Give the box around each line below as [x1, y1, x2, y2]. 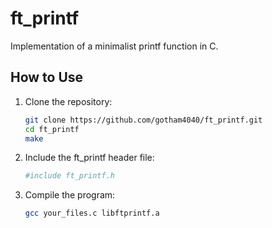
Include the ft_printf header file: [24, 152, 155, 164]
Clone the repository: [24, 95, 113, 107]
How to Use [10, 69, 84, 86]
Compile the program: [24, 189, 116, 201]
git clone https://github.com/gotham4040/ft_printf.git [24, 115, 263, 125]
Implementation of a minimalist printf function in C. [10, 40, 219, 52]
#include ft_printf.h [24, 171, 115, 181]
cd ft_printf [24, 124, 80, 134]
